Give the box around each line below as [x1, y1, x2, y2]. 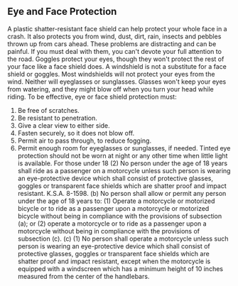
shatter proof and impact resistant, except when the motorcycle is [17, 257, 211, 265]
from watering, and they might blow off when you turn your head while [7, 84, 215, 93]
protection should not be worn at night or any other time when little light [17, 151, 228, 160]
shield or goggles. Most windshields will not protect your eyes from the [7, 70, 215, 78]
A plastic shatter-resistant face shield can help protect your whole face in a [7, 24, 227, 33]
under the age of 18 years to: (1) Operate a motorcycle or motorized [17, 197, 215, 205]
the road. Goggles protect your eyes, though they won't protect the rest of [7, 55, 225, 63]
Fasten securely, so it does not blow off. [17, 128, 135, 137]
